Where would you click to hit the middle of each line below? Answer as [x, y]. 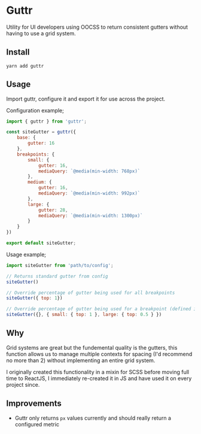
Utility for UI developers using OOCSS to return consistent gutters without [97, 27]
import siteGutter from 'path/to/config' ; [60, 265]
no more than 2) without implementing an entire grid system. [81, 360]
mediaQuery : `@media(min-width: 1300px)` [91, 216]
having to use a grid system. [41, 33]
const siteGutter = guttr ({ [41, 132]
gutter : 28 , [53, 210]
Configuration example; [35, 110]
